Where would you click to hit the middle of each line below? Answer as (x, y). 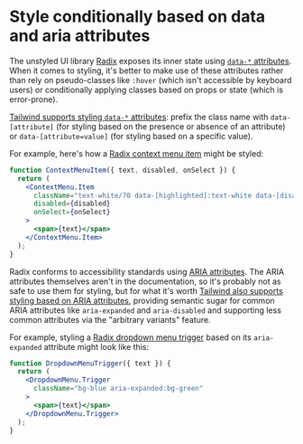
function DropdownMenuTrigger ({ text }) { (90, 364)
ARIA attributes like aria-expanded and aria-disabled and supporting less (146, 310)
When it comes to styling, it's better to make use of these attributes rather (147, 71)
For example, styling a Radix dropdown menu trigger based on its (131, 337)
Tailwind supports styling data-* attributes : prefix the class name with (139, 117)
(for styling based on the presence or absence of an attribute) (170, 126)
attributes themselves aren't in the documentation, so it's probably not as (145, 281)
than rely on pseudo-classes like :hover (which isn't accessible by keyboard (151, 80)
